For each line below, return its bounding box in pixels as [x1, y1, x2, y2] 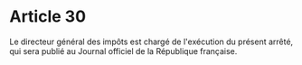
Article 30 [9, 6, 87, 27]
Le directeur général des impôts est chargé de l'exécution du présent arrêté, [9, 36, 294, 47]
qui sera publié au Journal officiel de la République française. [9, 45, 238, 56]
